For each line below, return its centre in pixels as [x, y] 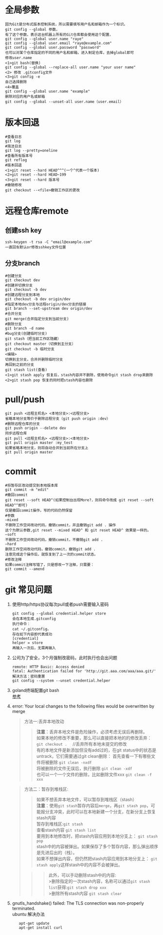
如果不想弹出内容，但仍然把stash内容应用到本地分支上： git [97, 858]
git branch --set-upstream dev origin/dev [49, 308]
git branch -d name [25, 328]
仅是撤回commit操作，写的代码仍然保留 [39, 510]
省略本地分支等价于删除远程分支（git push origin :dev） [58, 418]
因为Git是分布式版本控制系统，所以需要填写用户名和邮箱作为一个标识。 [66, 24]
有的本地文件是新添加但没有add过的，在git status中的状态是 [96, 750]
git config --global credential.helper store [59, 613]
